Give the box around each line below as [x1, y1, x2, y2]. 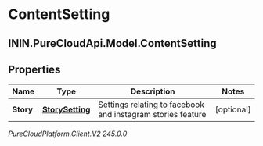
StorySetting [41, 104, 91, 115]
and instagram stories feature [97, 109, 207, 120]
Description [130, 86, 175, 97]
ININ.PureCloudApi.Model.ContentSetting [8, 37, 217, 50]
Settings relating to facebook [97, 99, 205, 110]
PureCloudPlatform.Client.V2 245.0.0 [8, 129, 128, 138]
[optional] [214, 104, 251, 115]
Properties [8, 62, 61, 76]
